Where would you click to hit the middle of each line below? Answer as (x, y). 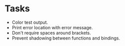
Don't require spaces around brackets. (51, 33)
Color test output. (30, 22)
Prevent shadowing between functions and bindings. (66, 38)
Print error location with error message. (52, 27)
